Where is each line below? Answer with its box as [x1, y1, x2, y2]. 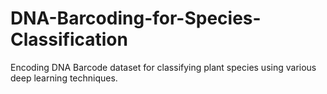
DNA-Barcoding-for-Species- [10, 7, 262, 30]
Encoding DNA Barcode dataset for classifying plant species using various [10, 61, 317, 73]
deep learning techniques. [10, 72, 118, 84]
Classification [10, 28, 128, 51]
